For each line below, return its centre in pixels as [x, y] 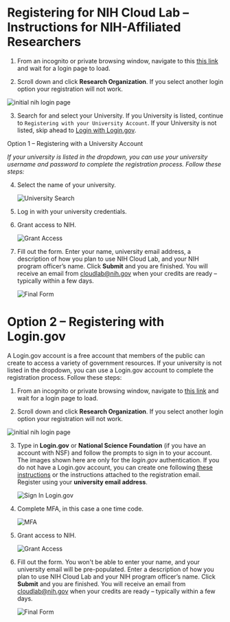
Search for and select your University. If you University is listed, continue [120, 116]
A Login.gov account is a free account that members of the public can [106, 355]
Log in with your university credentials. [72, 211]
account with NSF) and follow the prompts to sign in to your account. [114, 453]
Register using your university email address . [82, 482]
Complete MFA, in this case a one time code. [80, 508]
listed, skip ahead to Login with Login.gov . [77, 130]
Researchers [44, 42]
